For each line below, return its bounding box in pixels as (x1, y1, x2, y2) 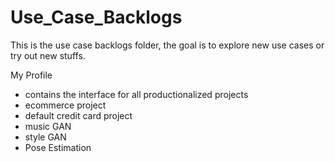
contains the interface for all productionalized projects (24, 88, 249, 100)
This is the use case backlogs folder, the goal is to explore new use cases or (10, 39, 325, 51)
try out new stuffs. (10, 49, 86, 61)
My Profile (10, 69, 53, 81)
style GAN (24, 131, 67, 143)
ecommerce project (24, 99, 107, 111)
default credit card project (24, 109, 133, 121)
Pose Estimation (24, 141, 92, 153)
